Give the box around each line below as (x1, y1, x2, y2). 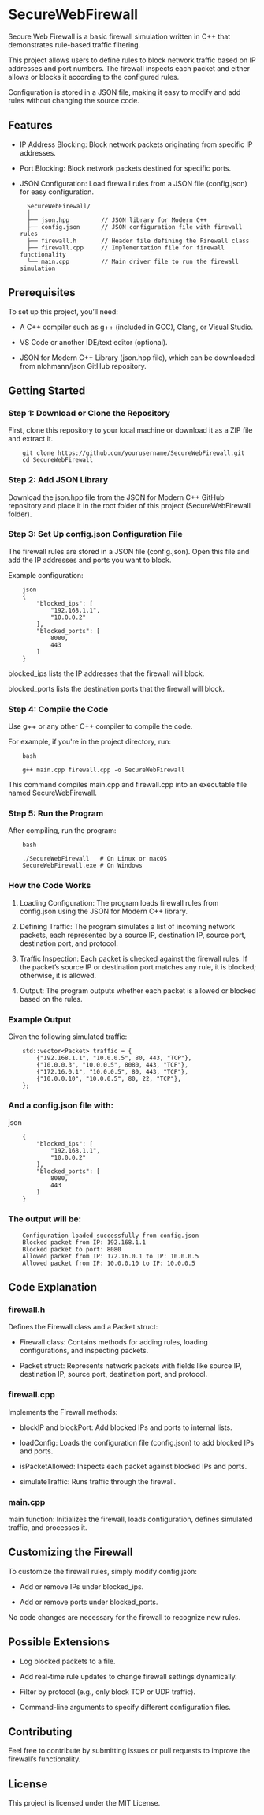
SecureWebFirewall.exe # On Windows (22, 862, 143, 870)
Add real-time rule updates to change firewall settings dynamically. (19, 1671, 238, 1681)
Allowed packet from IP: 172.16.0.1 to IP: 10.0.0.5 (22, 1252, 199, 1260)
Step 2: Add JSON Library (8, 474, 109, 486)
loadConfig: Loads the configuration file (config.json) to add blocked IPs (19, 1438, 255, 1447)
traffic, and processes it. (8, 1522, 87, 1532)
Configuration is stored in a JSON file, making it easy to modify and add (8, 87, 241, 96)
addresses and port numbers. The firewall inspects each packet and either (8, 63, 251, 73)
